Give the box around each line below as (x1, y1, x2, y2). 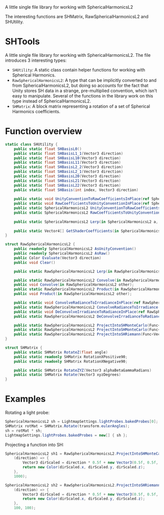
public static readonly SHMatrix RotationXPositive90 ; (14, 354, 128, 359)
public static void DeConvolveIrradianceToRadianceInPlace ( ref (14, 309, 145, 314)
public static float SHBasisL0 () (14, 147, 82, 151)
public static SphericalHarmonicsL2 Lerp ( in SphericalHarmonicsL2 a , (14, 219, 159, 224)
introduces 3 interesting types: (5, 57, 67, 63)
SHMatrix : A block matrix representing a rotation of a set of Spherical (12, 103, 150, 109)
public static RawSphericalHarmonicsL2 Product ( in (14, 287, 119, 292)
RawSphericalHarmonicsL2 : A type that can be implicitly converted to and (12, 77, 157, 83)
